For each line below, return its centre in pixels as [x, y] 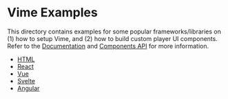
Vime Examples [52, 13]
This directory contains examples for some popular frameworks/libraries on [114, 31]
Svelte [26, 81]
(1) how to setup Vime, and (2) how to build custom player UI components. [113, 38]
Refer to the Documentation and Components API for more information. [108, 46]
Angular [28, 88]
